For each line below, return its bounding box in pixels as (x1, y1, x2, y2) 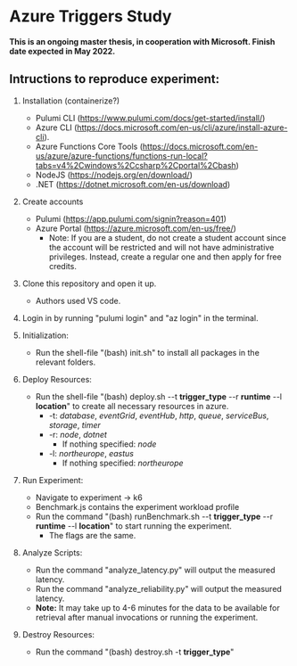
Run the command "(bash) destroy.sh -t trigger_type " (35, 646, 235, 657)
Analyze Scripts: (21, 547, 83, 558)
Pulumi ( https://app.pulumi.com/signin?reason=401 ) (35, 213, 227, 224)
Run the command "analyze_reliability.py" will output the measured (35, 583, 283, 594)
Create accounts (21, 196, 84, 207)
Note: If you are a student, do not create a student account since (48, 232, 287, 243)
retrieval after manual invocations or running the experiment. (35, 612, 259, 622)
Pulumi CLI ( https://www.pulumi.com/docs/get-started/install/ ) (35, 112, 266, 123)
